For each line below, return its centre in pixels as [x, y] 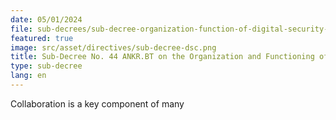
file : [21, 29]
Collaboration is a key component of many [97, 103]
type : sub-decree [46, 66]
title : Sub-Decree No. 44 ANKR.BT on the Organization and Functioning [162, 57]
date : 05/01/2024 [46, 19]
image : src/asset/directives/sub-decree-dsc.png [113, 47]
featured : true [42, 38]
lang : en [28, 76]
